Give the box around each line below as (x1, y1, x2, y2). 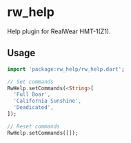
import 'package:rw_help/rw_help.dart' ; (7, 65, 125, 73)
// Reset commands (7, 123, 60, 130)
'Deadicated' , (13, 104, 54, 111)
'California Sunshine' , (13, 98, 81, 105)
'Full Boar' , (13, 91, 51, 98)
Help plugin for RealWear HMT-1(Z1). (7, 27, 112, 35)
